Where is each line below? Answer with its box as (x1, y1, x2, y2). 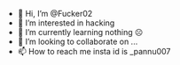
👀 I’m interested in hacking (17, 18, 115, 28)
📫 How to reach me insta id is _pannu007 (17, 47, 171, 56)
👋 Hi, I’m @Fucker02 (17, 9, 93, 18)
